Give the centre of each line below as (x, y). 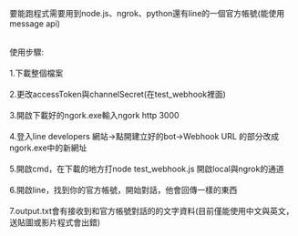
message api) (35, 24)
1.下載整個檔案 (36, 73)
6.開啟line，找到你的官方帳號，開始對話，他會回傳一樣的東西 (123, 190)
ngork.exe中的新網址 (48, 148)
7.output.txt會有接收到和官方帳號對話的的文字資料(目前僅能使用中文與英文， (152, 211)
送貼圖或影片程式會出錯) (55, 222)
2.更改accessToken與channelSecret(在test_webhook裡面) (118, 94)
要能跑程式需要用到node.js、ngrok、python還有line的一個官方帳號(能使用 (147, 13)
